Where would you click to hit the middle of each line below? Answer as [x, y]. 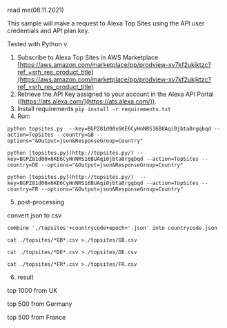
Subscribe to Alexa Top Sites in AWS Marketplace [88, 57]
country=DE [23, 165]
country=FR [23, 189]
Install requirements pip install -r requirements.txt [94, 109]
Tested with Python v [37, 44]
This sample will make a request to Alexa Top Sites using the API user [106, 23]
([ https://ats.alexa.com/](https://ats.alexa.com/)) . [87, 102]
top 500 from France [37, 317]
